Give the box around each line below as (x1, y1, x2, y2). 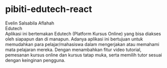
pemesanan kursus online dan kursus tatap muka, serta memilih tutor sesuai (5, 51, 162, 58)
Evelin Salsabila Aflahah (5, 20, 54, 26)
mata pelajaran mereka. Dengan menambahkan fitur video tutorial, (5, 46, 141, 52)
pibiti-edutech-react (5, 3, 92, 15)
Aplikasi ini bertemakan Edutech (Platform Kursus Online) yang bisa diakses (5, 30, 161, 36)
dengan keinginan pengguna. (5, 57, 65, 63)
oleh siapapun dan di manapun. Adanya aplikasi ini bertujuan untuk (5, 36, 143, 42)
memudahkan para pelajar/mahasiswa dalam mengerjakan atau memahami (5, 41, 159, 47)
